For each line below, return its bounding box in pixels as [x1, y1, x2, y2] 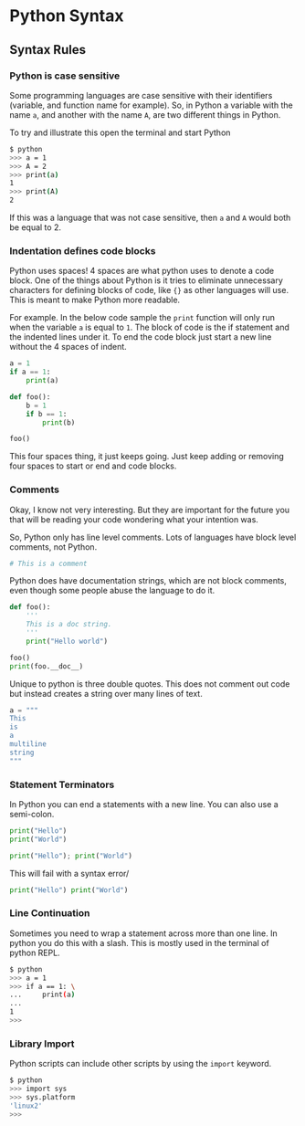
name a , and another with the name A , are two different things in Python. [9, 109, 281, 120]
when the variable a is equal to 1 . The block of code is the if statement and [9, 321, 289, 333]
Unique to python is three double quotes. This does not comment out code [9, 678, 290, 689]
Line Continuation [9, 907, 90, 920]
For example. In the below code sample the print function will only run [9, 312, 276, 323]
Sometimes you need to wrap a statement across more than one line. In [9, 928, 278, 939]
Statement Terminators [9, 778, 115, 791]
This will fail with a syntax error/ [9, 868, 130, 879]
